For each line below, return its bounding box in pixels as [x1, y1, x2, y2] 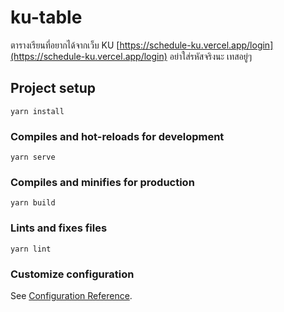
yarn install [10, 106, 65, 116]
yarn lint [10, 244, 52, 254]
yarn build [10, 198, 56, 208]
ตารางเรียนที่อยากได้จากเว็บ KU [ [10, 39, 120, 51]
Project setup [10, 80, 97, 97]
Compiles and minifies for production [10, 175, 195, 189]
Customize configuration [10, 267, 135, 281]
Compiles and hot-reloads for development [10, 129, 225, 143]
